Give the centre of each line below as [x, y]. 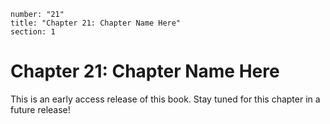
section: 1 [33, 32]
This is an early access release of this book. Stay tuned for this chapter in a [165, 99]
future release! [40, 109]
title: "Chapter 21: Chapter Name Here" [96, 23]
